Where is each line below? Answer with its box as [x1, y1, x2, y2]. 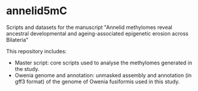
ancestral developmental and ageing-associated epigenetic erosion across [6, 30, 189, 37]
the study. [14, 65, 40, 72]
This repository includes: [6, 47, 67, 54]
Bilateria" [6, 36, 28, 43]
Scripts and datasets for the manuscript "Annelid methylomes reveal [6, 24, 173, 31]
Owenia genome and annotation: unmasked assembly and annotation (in [14, 71, 191, 79]
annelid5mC [6, 4, 68, 18]
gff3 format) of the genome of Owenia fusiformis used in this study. [14, 78, 180, 85]
